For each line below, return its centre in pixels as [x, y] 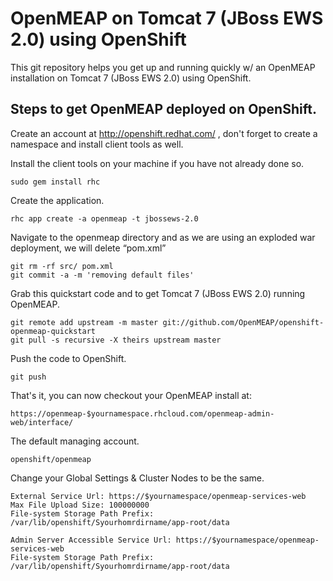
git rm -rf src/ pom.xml [62, 266]
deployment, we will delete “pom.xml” [88, 248]
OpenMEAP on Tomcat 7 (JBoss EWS [167, 18]
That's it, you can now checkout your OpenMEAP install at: [131, 395]
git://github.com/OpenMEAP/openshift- [243, 322]
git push [28, 377]
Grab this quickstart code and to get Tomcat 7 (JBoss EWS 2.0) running [158, 293]
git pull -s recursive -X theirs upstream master [116, 340]
